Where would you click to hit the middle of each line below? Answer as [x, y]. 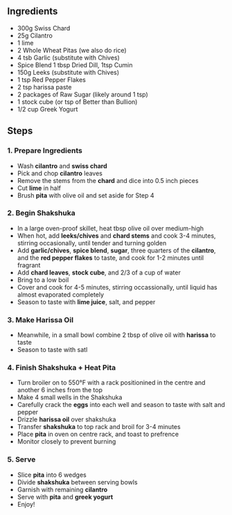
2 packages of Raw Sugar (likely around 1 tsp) [83, 94]
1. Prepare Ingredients [45, 150]
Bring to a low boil [43, 279]
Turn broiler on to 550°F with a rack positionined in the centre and [111, 383]
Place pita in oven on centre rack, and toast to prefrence [98, 434]
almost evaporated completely [61, 295]
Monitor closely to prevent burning [66, 442]
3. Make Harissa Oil [41, 320]
